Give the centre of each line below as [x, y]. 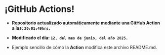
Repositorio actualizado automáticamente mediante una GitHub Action [86, 23]
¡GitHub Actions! [40, 9]
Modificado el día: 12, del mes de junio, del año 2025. [70, 38]
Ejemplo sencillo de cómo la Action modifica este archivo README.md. [84, 47]
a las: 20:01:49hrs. [31, 28]
